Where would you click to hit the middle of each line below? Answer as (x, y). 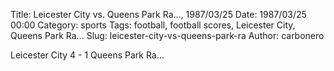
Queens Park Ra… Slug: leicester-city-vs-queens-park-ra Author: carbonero (167, 35)
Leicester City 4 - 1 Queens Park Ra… (87, 55)
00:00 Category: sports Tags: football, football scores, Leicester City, (153, 25)
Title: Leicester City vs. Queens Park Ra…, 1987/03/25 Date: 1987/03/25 (158, 14)
